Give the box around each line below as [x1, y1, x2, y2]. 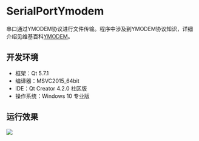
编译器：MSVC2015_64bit [15, 77, 80, 84]
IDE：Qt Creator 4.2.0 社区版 [15, 84, 87, 92]
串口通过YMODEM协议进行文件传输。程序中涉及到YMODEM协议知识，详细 [6, 25, 194, 32]
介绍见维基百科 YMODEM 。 [6, 32, 74, 40]
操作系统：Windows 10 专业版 [15, 92, 90, 100]
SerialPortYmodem [6, 4, 104, 18]
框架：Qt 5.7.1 [15, 69, 49, 77]
